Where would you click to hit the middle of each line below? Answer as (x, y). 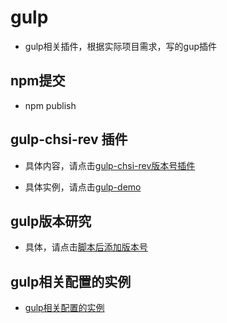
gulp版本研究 (51, 221)
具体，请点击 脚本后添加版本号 (86, 247)
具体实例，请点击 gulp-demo (83, 187)
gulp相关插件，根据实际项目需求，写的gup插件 (121, 46)
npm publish (50, 105)
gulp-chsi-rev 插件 (69, 139)
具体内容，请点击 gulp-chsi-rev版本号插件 (110, 165)
